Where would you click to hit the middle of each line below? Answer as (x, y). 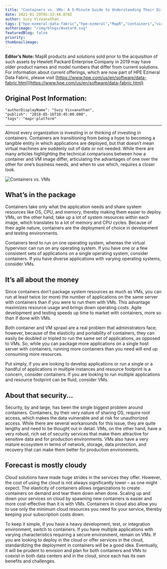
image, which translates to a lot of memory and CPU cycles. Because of (79, 223)
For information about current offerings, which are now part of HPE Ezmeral (83, 72)
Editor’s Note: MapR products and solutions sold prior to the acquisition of (82, 56)
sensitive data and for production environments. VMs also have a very (77, 439)
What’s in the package (41, 195)
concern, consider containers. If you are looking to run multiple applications (83, 374)
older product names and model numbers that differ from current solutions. (82, 67)
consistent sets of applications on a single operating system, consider (77, 253)
